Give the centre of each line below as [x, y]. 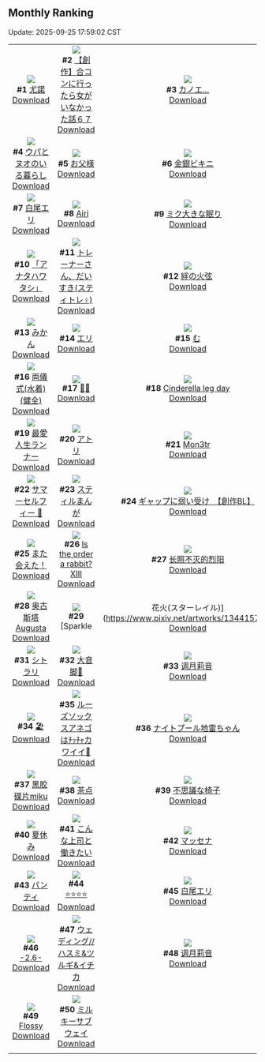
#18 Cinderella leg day [188, 388]
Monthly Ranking [51, 13]
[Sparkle [76, 625]
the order [76, 554]
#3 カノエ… [188, 89]
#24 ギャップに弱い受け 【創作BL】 [188, 501]
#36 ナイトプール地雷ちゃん [188, 728]
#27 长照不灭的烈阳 [188, 559]
